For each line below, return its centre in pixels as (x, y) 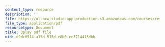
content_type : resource (29, 10)
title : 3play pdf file (28, 32)
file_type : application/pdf (34, 23)
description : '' (22, 14)
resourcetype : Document (29, 28)
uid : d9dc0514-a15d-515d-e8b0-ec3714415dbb (50, 37)
